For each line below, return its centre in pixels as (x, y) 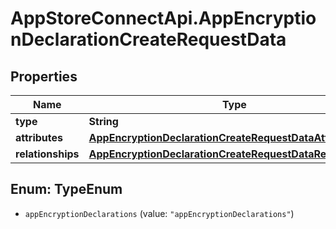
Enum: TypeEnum (66, 189)
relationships (47, 154)
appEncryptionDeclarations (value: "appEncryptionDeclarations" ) (159, 213)
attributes (39, 137)
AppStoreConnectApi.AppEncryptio (163, 18)
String (103, 121)
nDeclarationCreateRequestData (148, 39)
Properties (44, 76)
